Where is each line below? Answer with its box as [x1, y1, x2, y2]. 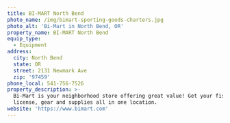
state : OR [13, 61, 41, 68]
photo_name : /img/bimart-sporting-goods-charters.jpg [7, 16, 164, 23]
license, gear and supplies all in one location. [13, 99, 157, 106]
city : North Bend [13, 55, 63, 61]
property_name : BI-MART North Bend [7, 29, 109, 36]
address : [7, 49, 32, 55]
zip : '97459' [13, 73, 51, 81]
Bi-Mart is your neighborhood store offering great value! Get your [13, 93, 213, 100]
